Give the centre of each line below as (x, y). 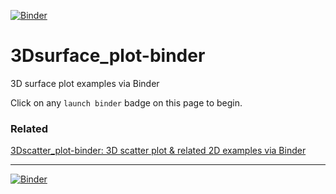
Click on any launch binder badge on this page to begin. (126, 102)
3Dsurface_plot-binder (108, 56)
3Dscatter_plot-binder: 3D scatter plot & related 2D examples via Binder (158, 151)
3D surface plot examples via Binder (85, 83)
